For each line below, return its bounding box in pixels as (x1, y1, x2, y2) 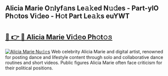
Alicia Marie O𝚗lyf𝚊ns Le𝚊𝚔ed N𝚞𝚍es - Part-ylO (5, 4, 159, 13)
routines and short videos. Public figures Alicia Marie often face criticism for (5, 60, 162, 65)
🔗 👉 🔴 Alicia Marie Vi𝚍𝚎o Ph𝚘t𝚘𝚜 (5, 33, 113, 41)
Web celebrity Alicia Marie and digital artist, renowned (51, 49, 163, 54)
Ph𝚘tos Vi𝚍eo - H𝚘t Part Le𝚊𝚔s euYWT (5, 12, 130, 21)
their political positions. (5, 65, 54, 71)
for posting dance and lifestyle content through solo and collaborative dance (5, 54, 163, 60)
